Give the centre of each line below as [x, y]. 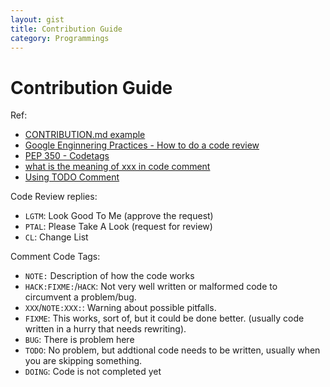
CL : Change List [56, 237]
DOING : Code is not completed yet [93, 372]
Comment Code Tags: [55, 257]
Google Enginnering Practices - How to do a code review [142, 145]
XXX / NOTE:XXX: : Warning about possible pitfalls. [120, 308]
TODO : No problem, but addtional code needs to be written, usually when [172, 350]
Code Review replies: [54, 197]
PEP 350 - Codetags [67, 156]
